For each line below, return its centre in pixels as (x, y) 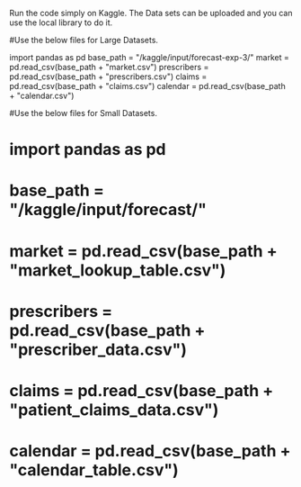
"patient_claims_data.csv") (114, 410)
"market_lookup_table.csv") (118, 270)
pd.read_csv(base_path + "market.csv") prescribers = (109, 67)
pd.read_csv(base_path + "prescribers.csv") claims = (108, 77)
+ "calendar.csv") (42, 95)
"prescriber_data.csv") (98, 349)
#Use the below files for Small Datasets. (83, 113)
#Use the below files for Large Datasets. (84, 40)
